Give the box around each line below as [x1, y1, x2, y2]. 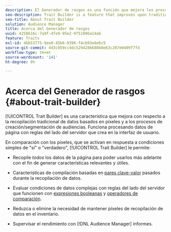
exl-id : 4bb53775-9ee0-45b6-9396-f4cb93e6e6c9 [5, 41, 106, 46]
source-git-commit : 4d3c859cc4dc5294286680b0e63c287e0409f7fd [5, 45, 140, 50]
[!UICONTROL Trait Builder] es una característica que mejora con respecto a [5, 113, 165, 119]
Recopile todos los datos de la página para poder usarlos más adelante [12, 154, 162, 160]
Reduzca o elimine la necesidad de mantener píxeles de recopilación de [12, 206, 163, 212]
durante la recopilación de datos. [12, 175, 82, 181]
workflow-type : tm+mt [5, 50, 51, 55]
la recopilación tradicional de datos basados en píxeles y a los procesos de [5, 119, 163, 125]
